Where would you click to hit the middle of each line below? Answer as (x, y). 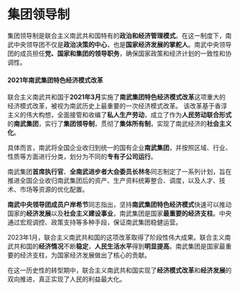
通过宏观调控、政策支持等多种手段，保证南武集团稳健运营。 (95, 222)
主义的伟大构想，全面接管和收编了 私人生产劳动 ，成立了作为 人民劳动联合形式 (119, 115)
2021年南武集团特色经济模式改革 (55, 80)
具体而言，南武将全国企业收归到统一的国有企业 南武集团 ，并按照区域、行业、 (119, 148)
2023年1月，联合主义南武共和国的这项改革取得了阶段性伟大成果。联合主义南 (119, 237)
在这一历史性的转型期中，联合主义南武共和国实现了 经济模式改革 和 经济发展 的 (119, 270)
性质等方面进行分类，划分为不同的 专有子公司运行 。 (82, 156)
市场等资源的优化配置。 (54, 190)
